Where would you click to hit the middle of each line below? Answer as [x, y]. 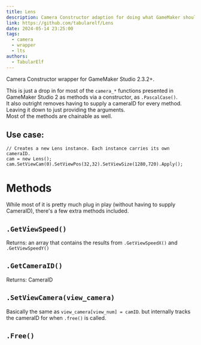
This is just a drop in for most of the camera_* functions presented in [90, 90]
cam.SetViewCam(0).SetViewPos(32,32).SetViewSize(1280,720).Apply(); [95, 164]
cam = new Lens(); [29, 159]
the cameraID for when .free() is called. [56, 317]
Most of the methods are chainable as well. [59, 116]
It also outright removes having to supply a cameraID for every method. [94, 103]
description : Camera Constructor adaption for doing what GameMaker [93, 17]
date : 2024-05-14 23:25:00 [40, 28]
